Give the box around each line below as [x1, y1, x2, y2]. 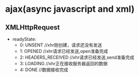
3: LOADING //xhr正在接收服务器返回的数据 [19, 61, 108, 66]
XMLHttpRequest [5, 23, 60, 32]
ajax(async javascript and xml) [5, 3, 135, 15]
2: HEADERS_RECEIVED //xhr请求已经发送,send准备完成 [19, 54, 135, 60]
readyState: [12, 36, 36, 42]
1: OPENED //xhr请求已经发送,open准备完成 [19, 48, 108, 54]
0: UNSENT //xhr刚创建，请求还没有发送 [19, 42, 102, 48]
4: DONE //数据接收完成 [19, 67, 69, 73]
